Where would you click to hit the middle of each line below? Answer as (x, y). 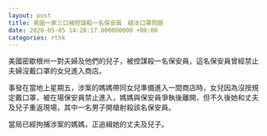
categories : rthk (37, 38)
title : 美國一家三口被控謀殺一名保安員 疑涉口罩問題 (86, 23)
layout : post (30, 15)
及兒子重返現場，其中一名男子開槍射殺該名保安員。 (92, 108)
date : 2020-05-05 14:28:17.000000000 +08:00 (83, 30)
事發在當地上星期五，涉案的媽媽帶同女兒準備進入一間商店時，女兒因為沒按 (130, 88)
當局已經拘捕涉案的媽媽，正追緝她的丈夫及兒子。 (88, 124)
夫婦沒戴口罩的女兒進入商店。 (57, 71)
